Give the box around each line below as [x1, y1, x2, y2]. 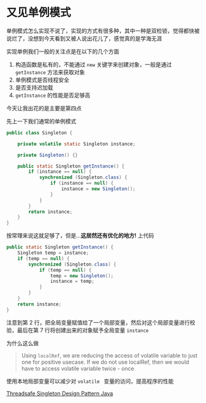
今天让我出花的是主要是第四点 [6, 104, 82, 112]
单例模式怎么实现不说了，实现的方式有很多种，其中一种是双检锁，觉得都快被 [6, 27, 200, 34]
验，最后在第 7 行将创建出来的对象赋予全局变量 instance [6, 326, 149, 334]
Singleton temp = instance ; [17, 250, 89, 256]
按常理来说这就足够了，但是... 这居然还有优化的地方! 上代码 [6, 232, 154, 239]
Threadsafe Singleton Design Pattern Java [6, 390, 113, 397]
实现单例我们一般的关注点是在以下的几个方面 [6, 47, 120, 55]
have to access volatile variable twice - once [21, 364, 134, 372]
